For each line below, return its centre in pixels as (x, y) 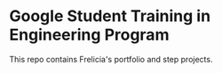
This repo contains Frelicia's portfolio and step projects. (111, 59)
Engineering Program (89, 35)
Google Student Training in (110, 16)
